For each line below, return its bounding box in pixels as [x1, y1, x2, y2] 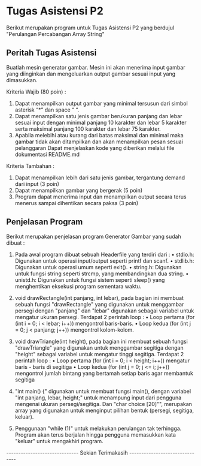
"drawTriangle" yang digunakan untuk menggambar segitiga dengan [14, 344, 184, 351]
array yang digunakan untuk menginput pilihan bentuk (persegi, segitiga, [14, 407, 194, 414]
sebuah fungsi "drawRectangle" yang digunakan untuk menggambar [14, 300, 184, 308]
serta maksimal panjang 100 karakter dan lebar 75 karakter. [14, 125, 162, 133]
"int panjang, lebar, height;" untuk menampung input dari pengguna [14, 394, 182, 401]
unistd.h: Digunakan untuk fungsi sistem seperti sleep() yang [14, 276, 165, 283]
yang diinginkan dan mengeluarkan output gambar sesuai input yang [6, 70, 176, 77]
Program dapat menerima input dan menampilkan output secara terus [14, 193, 187, 200]
